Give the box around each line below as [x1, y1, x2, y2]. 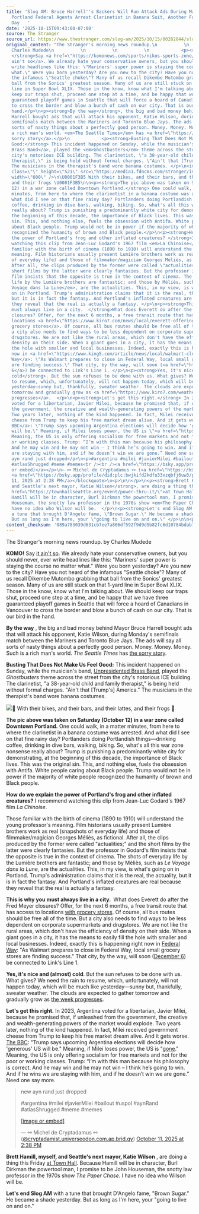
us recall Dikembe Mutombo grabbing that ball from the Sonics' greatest [6, 575, 182, 582]
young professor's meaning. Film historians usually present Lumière [6, 822, 172, 828]
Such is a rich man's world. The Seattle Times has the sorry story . [6, 649, 167, 657]
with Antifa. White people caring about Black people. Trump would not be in [6, 767, 191, 774]
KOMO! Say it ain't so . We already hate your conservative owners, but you [6, 550, 188, 557]
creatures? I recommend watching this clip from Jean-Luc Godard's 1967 [6, 797, 186, 804]
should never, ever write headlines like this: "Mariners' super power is [6, 556, 176, 563]
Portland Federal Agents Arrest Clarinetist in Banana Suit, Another [11, 14, 187, 20]
